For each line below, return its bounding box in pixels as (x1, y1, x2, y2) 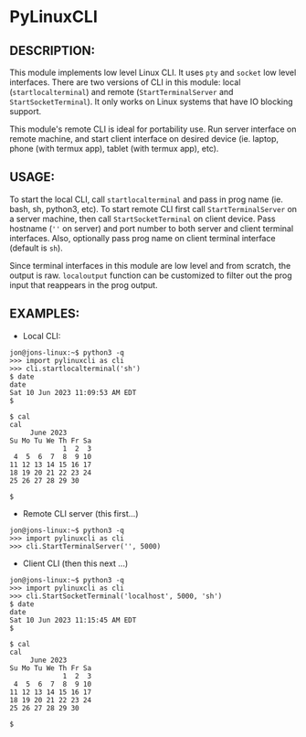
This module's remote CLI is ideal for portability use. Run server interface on (9, 123, 297, 134)
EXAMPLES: (9, 306, 80, 322)
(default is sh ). (9, 242, 64, 253)
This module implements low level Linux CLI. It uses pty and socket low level (9, 67, 297, 78)
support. (9, 106, 42, 116)
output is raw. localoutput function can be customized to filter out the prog (9, 270, 292, 281)
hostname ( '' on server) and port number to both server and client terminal (9, 222, 294, 234)
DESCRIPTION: (9, 43, 96, 59)
